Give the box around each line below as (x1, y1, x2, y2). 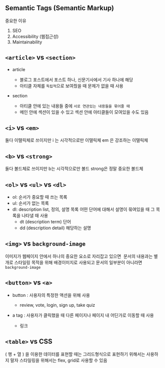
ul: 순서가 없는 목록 (12, 200, 49, 206)
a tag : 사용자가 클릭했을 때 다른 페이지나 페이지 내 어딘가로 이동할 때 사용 (12, 312, 154, 318)
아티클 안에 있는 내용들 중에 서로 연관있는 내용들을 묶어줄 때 (19, 103, 130, 109)
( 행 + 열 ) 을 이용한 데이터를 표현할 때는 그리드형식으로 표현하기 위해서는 (5, 351, 146, 357)
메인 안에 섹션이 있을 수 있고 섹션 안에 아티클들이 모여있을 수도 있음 (19, 109, 149, 115)
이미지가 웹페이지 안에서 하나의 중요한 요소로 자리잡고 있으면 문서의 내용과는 (5, 253, 153, 259)
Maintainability (12, 39, 42, 45)
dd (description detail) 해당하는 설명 (19, 225, 91, 231)
